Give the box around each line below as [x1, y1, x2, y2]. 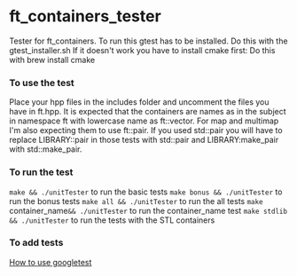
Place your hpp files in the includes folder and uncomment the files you [9, 97, 270, 107]
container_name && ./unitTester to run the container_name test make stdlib [9, 205, 288, 216]
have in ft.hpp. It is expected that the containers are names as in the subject [9, 106, 286, 117]
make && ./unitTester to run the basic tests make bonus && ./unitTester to [9, 186, 283, 197]
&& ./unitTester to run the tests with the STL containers [9, 215, 215, 225]
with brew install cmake [9, 54, 96, 65]
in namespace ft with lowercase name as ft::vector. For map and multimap [9, 115, 279, 126]
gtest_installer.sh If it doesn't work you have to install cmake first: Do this [9, 44, 276, 55]
